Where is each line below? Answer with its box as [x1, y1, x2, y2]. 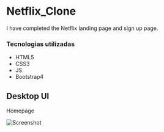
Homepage [6, 107, 35, 114]
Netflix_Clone [6, 4, 76, 18]
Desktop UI [6, 90, 50, 101]
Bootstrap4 [15, 73, 44, 81]
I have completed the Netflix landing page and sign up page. [6, 24, 158, 32]
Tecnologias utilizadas [6, 40, 75, 48]
